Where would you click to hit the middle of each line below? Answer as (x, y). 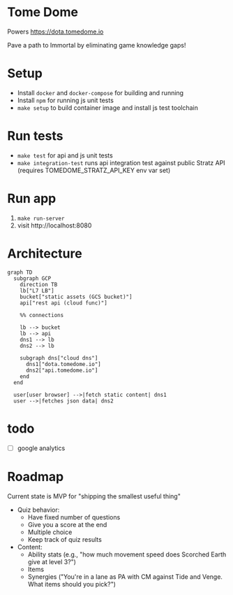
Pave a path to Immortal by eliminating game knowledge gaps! (97, 45)
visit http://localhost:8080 (54, 225)
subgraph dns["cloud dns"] (59, 358)
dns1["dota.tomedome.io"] (63, 364)
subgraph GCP (32, 278)
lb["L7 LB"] (37, 290)
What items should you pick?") (72, 584)
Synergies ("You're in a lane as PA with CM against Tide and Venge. (125, 576)
